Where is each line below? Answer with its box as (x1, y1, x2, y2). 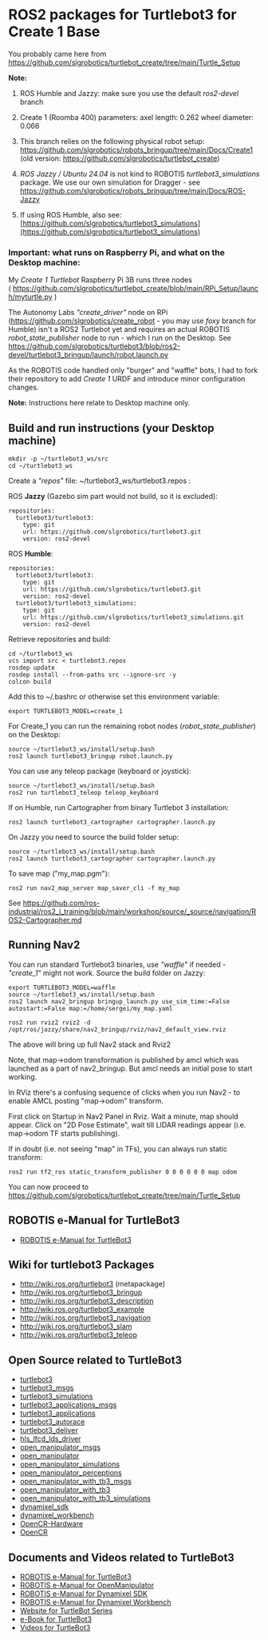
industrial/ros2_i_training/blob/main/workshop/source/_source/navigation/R (8, 907, 257, 916)
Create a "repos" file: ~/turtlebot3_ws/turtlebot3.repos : (8, 476, 191, 485)
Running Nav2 (8, 938, 81, 952)
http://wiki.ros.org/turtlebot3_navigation (19, 1313, 152, 1323)
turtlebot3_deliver (19, 1426, 78, 1435)
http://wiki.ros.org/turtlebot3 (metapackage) (19, 1279, 166, 1289)
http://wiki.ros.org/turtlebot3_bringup (19, 1287, 143, 1297)
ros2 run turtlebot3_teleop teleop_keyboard (8, 789, 159, 797)
